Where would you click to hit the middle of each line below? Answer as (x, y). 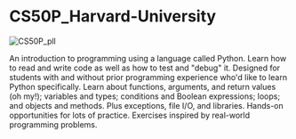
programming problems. (53, 124)
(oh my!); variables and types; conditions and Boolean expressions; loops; (145, 96)
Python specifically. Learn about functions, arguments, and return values (143, 86)
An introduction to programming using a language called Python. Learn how (148, 58)
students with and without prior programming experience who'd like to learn (148, 77)
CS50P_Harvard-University (112, 16)
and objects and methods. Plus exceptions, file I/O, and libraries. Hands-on (147, 105)
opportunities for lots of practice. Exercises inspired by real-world (130, 115)
